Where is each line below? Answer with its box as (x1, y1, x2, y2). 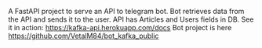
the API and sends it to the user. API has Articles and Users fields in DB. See (8, 15, 254, 24)
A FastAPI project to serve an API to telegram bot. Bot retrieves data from (8, 7, 245, 15)
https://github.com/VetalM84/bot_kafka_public (8, 31, 159, 40)
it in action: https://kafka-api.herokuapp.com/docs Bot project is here (8, 23, 232, 32)
